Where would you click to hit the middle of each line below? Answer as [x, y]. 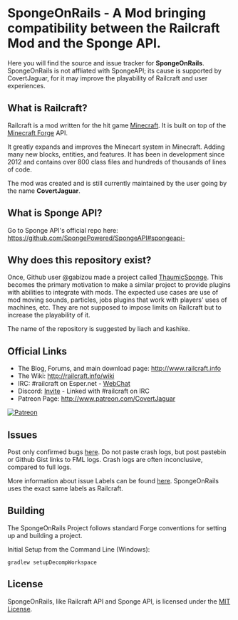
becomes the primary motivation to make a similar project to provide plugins [119, 285]
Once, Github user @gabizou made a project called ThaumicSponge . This [115, 277]
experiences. [27, 85]
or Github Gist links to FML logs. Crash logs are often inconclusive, [105, 459]
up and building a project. [45, 535]
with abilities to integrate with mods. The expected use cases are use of [113, 293]
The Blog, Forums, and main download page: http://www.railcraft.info [119, 369]
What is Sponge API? [55, 213]
